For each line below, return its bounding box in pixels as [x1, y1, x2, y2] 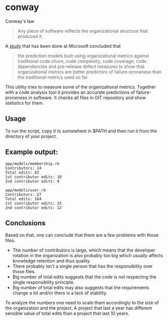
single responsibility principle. [12, 279, 75, 285]
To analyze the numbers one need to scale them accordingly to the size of [5, 300, 159, 306]
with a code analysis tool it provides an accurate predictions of [5, 89, 135, 95]
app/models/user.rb [5, 188, 46, 193]
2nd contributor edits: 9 [5, 179, 59, 184]
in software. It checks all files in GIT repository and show [28, 95, 146, 101]
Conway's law [5, 18, 35, 24]
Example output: [5, 148, 58, 156]
